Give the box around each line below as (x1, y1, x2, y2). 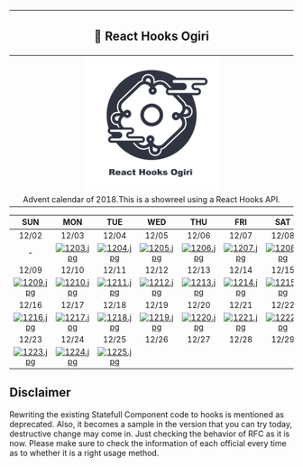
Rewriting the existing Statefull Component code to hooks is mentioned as (9, 408, 284, 420)
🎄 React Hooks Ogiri (93, 28, 210, 43)
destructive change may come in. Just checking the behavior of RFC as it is (9, 428, 290, 439)
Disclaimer (9, 385, 71, 400)
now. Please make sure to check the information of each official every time (9, 437, 287, 448)
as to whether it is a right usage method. (9, 447, 160, 458)
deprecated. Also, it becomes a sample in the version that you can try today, (9, 418, 293, 429)
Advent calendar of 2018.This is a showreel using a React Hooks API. (23, 194, 280, 205)
